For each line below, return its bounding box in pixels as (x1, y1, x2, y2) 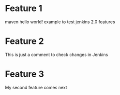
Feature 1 (5, 3, 43, 14)
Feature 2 (5, 36, 45, 47)
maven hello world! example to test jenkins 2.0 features (5, 19, 115, 25)
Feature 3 (5, 68, 45, 80)
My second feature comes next (5, 84, 67, 90)
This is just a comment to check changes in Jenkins (5, 52, 108, 57)
